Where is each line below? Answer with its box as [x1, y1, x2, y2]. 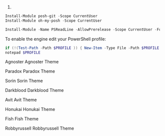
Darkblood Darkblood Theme [5, 87, 64, 93]
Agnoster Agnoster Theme [5, 59, 59, 65]
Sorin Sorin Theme [5, 78, 43, 84]
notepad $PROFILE [5, 50, 41, 55]
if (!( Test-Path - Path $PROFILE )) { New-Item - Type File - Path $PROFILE [5, 45, 160, 51]
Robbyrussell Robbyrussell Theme [5, 125, 75, 132]
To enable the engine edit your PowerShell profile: [5, 36, 107, 42]
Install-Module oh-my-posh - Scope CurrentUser [5, 18, 102, 23]
